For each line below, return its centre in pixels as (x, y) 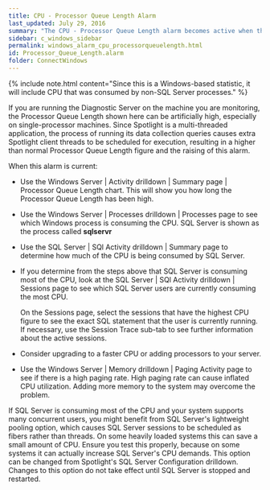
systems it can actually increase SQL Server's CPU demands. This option (129, 453)
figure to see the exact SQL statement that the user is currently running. (139, 321)
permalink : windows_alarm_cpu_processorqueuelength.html (106, 46)
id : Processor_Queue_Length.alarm (66, 53)
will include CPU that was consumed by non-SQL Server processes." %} (128, 92)
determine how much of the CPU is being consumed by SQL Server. (132, 255)
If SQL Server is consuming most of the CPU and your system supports (126, 410)
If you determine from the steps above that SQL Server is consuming (133, 271)
